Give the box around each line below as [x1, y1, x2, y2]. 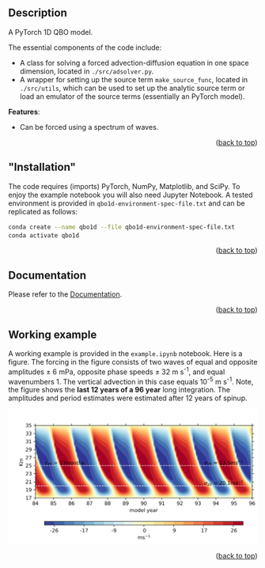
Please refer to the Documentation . [8, 290, 123, 299]
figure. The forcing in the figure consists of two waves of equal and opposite [8, 358, 258, 366]
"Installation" [8, 161, 77, 174]
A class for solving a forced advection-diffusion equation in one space [19, 58, 249, 67]
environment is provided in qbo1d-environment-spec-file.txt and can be [8, 198, 245, 208]
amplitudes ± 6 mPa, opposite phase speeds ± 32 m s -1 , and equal [8, 365, 225, 377]
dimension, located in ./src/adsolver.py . [19, 66, 154, 76]
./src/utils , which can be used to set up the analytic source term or [19, 83, 245, 93]
